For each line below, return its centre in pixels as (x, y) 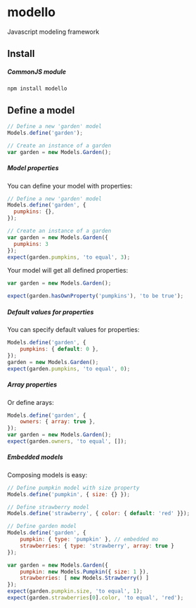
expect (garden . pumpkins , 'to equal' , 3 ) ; (69, 257)
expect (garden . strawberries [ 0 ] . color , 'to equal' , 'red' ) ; (96, 598)
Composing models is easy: (47, 474)
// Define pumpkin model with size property (73, 488)
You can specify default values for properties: (73, 330)
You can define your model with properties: (70, 186)
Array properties (32, 384)
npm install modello (38, 89)
